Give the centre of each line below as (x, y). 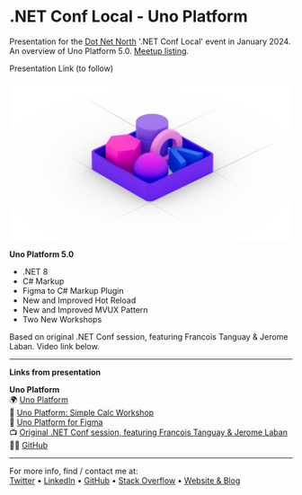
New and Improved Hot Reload (79, 301)
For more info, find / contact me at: (74, 471)
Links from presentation (55, 372)
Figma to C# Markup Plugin (73, 291)
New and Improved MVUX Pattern (85, 310)
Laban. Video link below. (55, 347)
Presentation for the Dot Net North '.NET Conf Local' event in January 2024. (150, 41)
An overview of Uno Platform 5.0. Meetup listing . (99, 50)
